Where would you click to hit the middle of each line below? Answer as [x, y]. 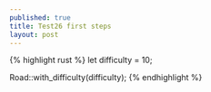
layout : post [34, 34]
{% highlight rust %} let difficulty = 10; [81, 60]
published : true [40, 18]
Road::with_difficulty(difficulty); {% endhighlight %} [106, 78]
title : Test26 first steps [60, 26]
